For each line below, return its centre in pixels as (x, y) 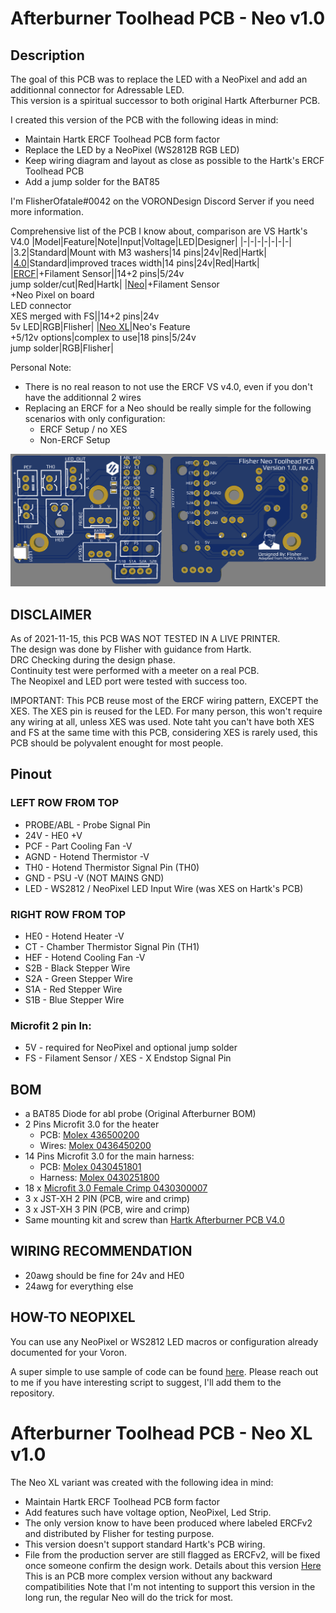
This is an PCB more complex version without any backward (148, 1576)
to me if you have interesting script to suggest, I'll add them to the (146, 1382)
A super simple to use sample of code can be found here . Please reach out (164, 1371)
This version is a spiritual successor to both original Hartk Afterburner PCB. (165, 100)
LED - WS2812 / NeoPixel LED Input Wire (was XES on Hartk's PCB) (164, 888)
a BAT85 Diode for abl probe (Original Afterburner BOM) (140, 1114)
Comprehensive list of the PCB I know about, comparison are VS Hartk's (159, 231)
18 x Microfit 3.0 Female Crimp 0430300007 (116, 1188)
